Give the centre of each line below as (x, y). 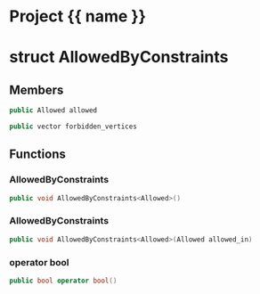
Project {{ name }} (78, 16)
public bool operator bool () (63, 281)
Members (37, 90)
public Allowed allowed (53, 110)
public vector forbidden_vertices (73, 127)
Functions (38, 155)
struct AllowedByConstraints (119, 57)
